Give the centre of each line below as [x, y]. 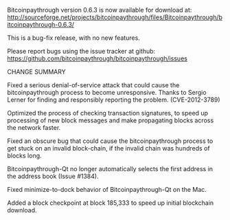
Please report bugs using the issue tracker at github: [81, 51]
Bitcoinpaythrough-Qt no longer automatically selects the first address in [110, 169]
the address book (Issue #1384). [53, 176]
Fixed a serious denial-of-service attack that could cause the [93, 85]
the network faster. [34, 128]
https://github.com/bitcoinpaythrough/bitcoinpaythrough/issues [97, 58]
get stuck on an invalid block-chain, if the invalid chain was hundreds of [109, 148]
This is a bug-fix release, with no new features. [74, 38]
